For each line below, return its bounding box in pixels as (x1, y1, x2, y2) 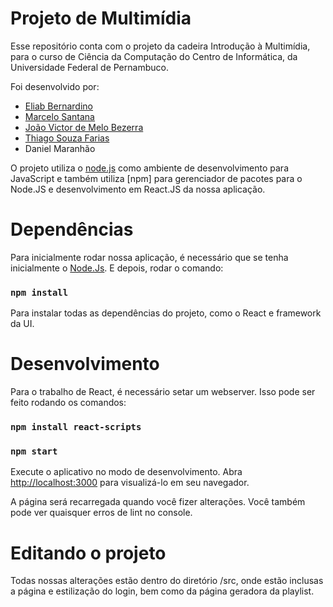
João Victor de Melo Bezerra (24, 121, 144, 133)
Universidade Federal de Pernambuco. (10, 61, 169, 73)
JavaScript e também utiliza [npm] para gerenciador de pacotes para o (10, 172, 303, 184)
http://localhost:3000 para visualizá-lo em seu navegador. (10, 477, 250, 489)
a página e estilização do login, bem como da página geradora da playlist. (10, 585, 315, 597)
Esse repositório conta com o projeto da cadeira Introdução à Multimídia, (10, 40, 311, 52)
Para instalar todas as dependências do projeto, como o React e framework (10, 307, 322, 319)
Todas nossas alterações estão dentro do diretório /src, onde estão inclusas (10, 575, 324, 587)
